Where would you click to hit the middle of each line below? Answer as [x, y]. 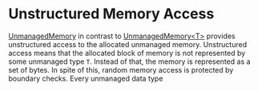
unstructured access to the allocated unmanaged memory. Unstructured [127, 44]
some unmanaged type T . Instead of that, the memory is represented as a [129, 61]
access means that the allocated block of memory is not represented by [127, 53]
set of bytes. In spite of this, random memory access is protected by [121, 69]
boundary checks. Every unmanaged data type [86, 78]
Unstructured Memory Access [111, 14]
